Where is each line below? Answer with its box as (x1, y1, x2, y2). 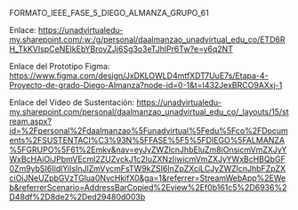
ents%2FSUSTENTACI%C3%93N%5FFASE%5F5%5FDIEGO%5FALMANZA (9, 135, 286, 145)
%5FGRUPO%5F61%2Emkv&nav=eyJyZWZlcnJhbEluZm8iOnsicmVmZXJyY (9, 144, 287, 155)
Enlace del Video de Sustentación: (9, 97, 135, 108)
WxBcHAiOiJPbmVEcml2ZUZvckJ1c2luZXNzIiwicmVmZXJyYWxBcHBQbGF (9, 154, 286, 164)
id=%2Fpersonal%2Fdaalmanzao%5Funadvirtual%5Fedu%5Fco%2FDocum (9, 125, 289, 136)
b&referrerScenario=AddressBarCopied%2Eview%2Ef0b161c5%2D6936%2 (9, 182, 287, 192)
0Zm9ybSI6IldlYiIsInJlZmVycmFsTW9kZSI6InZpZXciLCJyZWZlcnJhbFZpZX (9, 164, 286, 174)
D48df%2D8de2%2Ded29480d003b (9, 191, 146, 202)
